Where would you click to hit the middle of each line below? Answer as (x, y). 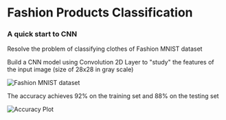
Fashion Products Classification (100, 13)
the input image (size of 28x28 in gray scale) (70, 69)
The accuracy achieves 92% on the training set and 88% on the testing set (113, 96)
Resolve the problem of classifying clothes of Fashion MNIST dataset (105, 49)
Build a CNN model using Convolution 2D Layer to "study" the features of (111, 62)
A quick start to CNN (42, 34)
